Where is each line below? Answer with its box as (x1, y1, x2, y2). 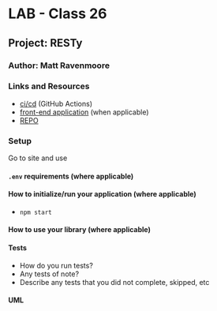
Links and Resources (8, 81, 90, 92)
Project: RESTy (8, 36, 83, 50)
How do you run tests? (19, 260, 93, 270)
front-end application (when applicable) (19, 107, 149, 117)
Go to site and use (8, 153, 68, 163)
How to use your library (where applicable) (8, 225, 152, 234)
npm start (19, 208, 53, 216)
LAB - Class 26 (8, 5, 107, 23)
